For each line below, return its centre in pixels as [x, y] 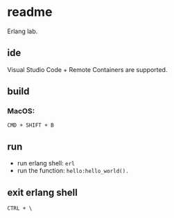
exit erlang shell [42, 192]
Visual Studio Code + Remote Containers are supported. [87, 69]
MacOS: [21, 111]
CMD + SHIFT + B [31, 125]
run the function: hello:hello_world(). [73, 171]
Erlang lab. [23, 31]
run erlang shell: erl [46, 163]
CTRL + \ [20, 208]
